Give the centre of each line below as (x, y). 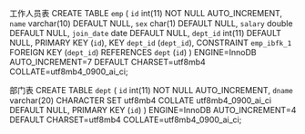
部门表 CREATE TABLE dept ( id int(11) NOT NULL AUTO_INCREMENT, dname (151, 90)
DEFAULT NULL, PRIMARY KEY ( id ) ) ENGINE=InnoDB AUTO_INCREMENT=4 (153, 110)
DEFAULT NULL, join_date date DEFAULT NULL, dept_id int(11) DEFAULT (146, 33)
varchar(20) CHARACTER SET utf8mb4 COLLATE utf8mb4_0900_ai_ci (140, 100)
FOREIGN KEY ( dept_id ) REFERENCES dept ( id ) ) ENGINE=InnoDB (133, 52)
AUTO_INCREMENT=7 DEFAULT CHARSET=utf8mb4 (108, 62)
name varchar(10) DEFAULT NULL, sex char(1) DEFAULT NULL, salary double (151, 24)
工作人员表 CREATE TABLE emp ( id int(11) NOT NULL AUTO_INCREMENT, (146, 13)
